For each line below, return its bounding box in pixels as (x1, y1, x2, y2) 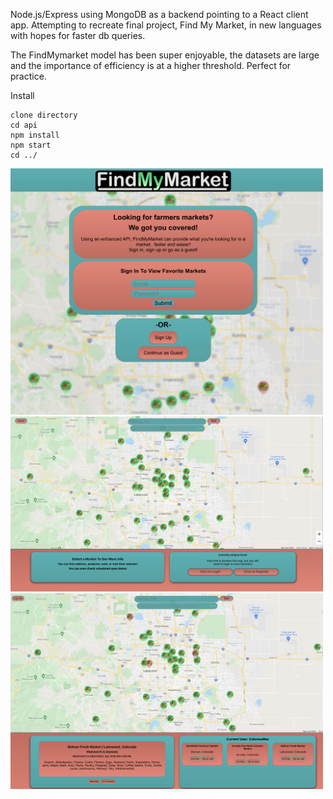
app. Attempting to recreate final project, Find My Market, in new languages (10, 19, 322, 31)
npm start (10, 140, 52, 150)
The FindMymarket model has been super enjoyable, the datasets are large (10, 49, 320, 61)
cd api (10, 120, 38, 130)
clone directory (10, 110, 78, 120)
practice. (10, 70, 47, 82)
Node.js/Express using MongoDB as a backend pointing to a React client (10, 9, 309, 20)
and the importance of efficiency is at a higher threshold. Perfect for (10, 60, 292, 71)
